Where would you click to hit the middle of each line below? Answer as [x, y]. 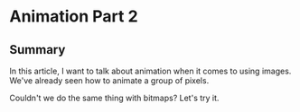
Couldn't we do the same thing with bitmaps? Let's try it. [114, 98]
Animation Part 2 [74, 17]
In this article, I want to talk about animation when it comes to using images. [150, 71]
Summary [37, 50]
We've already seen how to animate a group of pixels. [109, 81]
